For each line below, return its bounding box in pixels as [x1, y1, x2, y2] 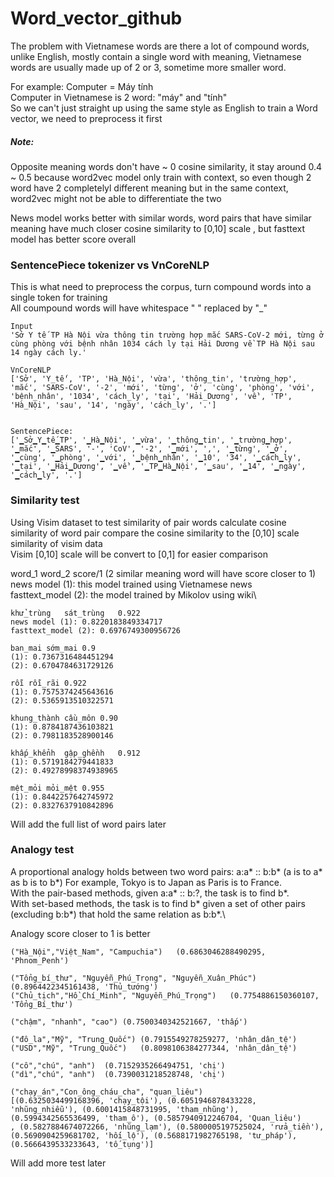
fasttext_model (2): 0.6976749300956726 [10, 625, 182, 636]
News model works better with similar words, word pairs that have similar [10, 212, 312, 224]
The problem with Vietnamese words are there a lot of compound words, [10, 40, 310, 52]
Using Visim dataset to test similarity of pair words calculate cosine [10, 516, 287, 528]
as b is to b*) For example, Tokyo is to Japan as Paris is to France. [10, 876, 282, 888]
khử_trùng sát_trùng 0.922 [10, 608, 141, 618]
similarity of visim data [10, 537, 103, 549]
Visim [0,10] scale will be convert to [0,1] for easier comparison [10, 548, 269, 560]
